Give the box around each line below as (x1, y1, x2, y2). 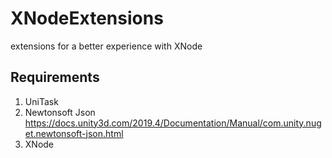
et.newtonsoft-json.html (24, 127, 124, 139)
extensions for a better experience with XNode (10, 40, 203, 52)
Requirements (10, 69, 100, 86)
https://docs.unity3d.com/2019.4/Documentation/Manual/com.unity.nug (24, 117, 322, 129)
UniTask (24, 95, 59, 107)
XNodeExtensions (10, 7, 164, 30)
